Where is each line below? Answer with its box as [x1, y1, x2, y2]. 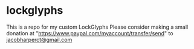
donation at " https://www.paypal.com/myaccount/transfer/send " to [6, 29, 173, 36]
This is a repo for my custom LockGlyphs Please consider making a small [6, 23, 189, 30]
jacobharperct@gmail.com [6, 36, 73, 43]
